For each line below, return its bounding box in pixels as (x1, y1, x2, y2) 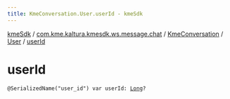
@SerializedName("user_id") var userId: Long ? (7, 85, 146, 92)
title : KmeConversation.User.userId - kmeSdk (7, 10, 143, 18)
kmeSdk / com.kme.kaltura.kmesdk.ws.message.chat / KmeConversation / (7, 29, 224, 38)
